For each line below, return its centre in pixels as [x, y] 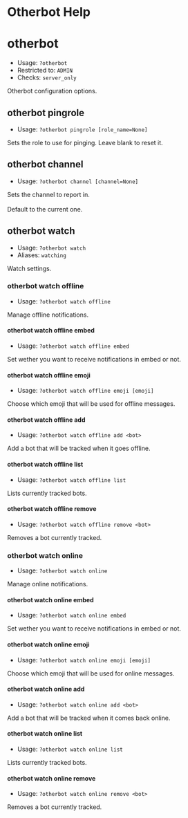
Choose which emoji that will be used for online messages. [91, 673]
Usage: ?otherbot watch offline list [72, 480]
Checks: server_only [47, 77]
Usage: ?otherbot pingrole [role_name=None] [82, 129]
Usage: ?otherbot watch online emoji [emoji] [84, 660]
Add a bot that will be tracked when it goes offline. [79, 448]
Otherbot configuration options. [52, 91]
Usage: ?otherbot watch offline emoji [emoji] [85, 391]
